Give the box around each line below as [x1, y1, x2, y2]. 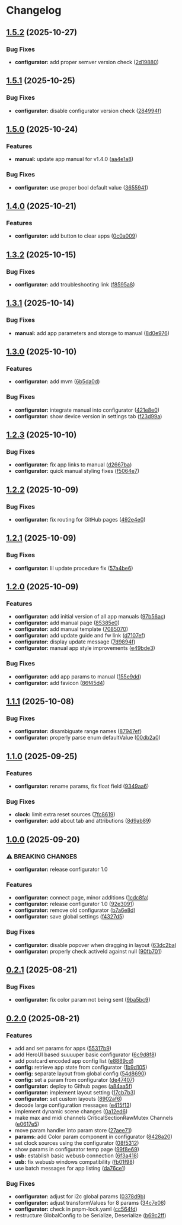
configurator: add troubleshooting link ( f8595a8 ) [14, 280, 135, 288]
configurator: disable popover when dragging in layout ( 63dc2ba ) [14, 941, 177, 948]
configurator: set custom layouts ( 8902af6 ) [14, 1095, 123, 1102]
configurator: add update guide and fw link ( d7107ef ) [14, 632, 146, 639]
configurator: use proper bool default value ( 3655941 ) [14, 184, 149, 191]
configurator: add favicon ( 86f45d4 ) [14, 679, 106, 686]
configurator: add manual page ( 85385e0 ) [14, 619, 120, 627]
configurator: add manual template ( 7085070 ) [14, 626, 129, 633]
